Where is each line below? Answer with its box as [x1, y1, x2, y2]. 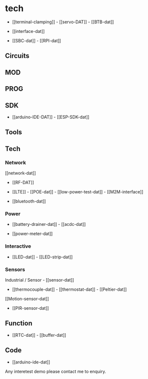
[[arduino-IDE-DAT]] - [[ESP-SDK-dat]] [12, 114, 90, 120]
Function [5, 319, 33, 328]
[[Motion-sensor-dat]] [5, 296, 49, 301]
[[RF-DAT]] [12, 180, 34, 185]
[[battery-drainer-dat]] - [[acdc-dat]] [12, 221, 86, 227]
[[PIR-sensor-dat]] [12, 305, 49, 311]
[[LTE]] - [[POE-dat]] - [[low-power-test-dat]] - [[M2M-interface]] [12, 189, 144, 194]
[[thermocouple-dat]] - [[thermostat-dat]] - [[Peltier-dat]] [12, 286, 127, 292]
